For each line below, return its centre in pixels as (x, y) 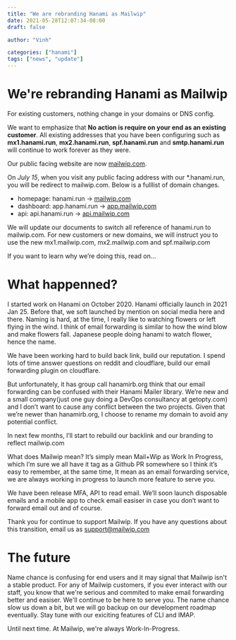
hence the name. (32, 342)
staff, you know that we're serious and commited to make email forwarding (116, 592)
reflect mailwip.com (36, 443)
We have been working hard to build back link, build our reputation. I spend (116, 355)
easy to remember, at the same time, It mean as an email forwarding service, (118, 472)
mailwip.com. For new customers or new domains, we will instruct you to (113, 235)
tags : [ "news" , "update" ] (45, 59)
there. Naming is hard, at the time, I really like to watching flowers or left (112, 319)
